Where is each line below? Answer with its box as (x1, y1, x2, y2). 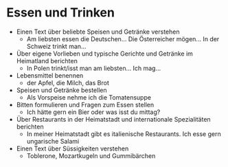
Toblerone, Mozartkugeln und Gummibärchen (26, 151, 156, 159)
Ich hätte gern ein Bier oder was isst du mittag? (26, 108, 161, 116)
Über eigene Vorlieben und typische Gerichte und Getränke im (16, 49, 194, 58)
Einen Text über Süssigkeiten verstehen (16, 144, 129, 153)
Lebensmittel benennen (16, 71, 84, 80)
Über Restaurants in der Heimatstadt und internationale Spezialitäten (16, 115, 211, 123)
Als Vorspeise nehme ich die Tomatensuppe (26, 93, 152, 101)
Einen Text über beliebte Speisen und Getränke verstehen (16, 27, 180, 36)
